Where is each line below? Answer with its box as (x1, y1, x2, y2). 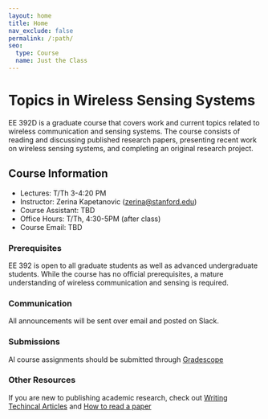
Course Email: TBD (19, 222, 83, 232)
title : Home (8, 19, 48, 27)
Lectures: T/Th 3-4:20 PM (19, 188, 107, 198)
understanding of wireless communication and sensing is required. (8, 277, 229, 287)
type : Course (15, 49, 59, 57)
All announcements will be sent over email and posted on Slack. (8, 316, 219, 326)
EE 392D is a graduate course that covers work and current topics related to (8, 117, 260, 127)
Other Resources (8, 375, 76, 386)
